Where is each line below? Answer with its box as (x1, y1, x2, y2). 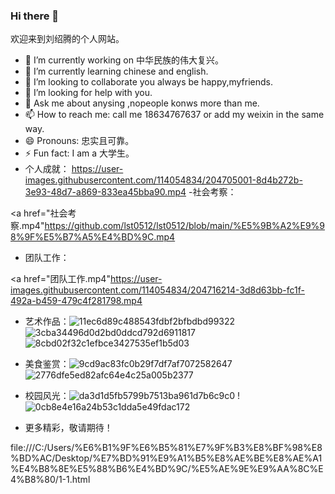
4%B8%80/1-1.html (10, 474, 91, 486)
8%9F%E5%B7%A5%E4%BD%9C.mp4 (10, 231, 176, 243)
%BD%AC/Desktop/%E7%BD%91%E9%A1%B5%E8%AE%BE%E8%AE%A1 (10, 452, 323, 464)
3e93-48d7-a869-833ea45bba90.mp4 (24, 186, 187, 198)
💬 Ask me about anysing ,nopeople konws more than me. (24, 97, 260, 109)
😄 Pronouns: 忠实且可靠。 (24, 135, 135, 147)
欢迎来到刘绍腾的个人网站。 (10, 33, 125, 45)
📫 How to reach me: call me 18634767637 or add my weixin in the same (24, 109, 325, 121)
